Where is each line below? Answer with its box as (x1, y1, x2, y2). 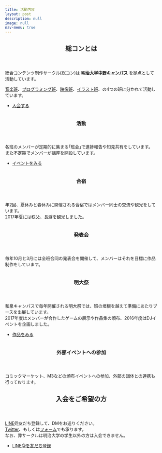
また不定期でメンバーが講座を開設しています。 (5, 150, 98, 156)
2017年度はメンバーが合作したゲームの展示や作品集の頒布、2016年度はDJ (5, 315, 152, 321)
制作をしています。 (5, 261, 43, 267)
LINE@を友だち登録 (12, 442, 51, 449)
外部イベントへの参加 (56, 349, 106, 356)
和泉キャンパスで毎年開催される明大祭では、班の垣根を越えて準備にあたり (5, 303, 153, 309)
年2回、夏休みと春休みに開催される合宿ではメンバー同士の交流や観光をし (5, 202, 152, 208)
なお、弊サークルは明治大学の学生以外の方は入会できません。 (5, 432, 128, 438)
